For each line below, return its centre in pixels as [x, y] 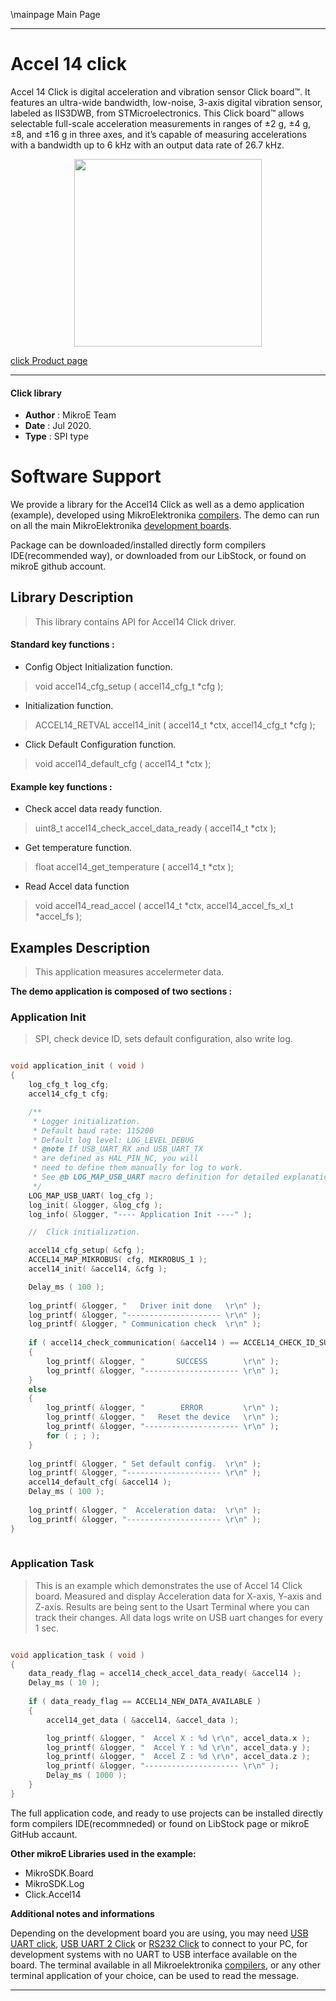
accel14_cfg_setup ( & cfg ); [86, 1250]
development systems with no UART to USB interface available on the [154, 1954]
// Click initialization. [84, 1232]
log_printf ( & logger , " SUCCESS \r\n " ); [163, 1361]
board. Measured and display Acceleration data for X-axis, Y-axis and [178, 1596]
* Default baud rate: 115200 [93, 1130]
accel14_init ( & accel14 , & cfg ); [98, 1269]
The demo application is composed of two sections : [121, 991]
